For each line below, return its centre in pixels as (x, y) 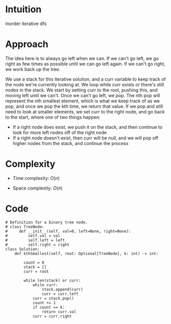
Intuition (23, 9)
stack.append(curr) (62, 289)
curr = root (36, 271)
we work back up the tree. (33, 69)
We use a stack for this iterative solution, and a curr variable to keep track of (86, 79)
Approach (27, 44)
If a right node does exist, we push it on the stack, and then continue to (88, 127)
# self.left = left (35, 240)
